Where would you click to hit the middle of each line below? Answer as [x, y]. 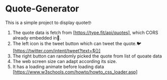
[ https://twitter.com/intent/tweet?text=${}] [57, 50]
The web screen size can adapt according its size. [65, 61]
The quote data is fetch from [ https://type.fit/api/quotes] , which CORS [85, 32]
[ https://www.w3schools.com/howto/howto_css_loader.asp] [75, 72]
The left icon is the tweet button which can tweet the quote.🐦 [77, 43]
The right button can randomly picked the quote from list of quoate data [87, 56]
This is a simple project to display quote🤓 [48, 22]
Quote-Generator [42, 9]
